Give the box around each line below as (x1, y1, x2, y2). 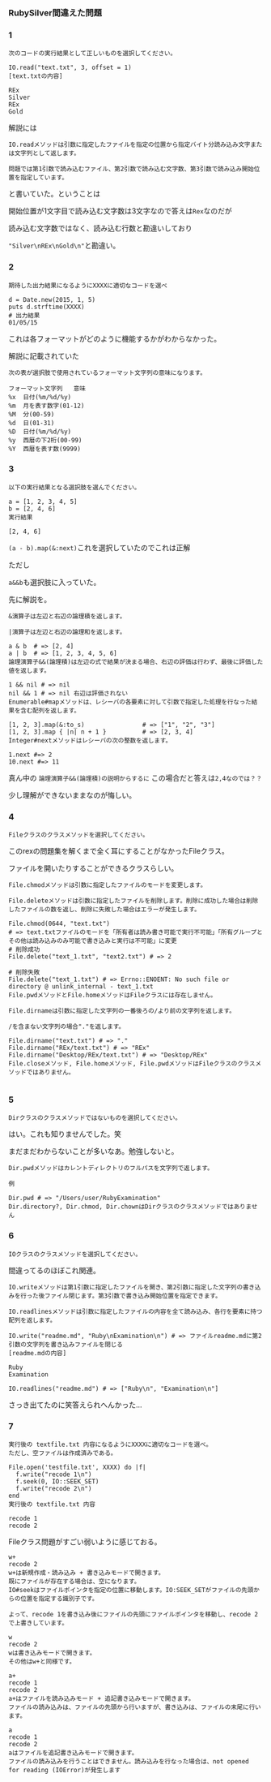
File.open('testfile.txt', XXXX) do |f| (8, 1463, 147, 1471)
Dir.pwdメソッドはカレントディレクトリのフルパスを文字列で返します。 (8, 1164, 214, 1173)
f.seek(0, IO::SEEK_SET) (15, 1478, 100, 1486)
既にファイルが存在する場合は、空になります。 (8, 1578, 141, 1586)
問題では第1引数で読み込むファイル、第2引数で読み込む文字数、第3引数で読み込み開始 (8, 165, 255, 174)
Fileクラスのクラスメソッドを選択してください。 (8, 831, 150, 839)
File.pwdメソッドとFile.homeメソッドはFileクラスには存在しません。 (8, 992, 217, 1000)
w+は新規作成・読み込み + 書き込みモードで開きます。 (8, 1569, 165, 1577)
